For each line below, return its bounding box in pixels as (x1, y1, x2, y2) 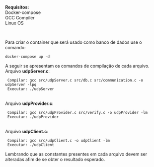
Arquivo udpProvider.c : (5, 100, 54, 106)
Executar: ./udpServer (7, 86, 55, 91)
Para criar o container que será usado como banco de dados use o (5, 39, 143, 45)
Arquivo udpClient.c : (5, 129, 49, 134)
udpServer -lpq (5, 82, 37, 87)
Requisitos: (5, 4, 29, 10)
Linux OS (5, 20, 24, 26)
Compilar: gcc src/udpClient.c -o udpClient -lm (7, 138, 110, 143)
